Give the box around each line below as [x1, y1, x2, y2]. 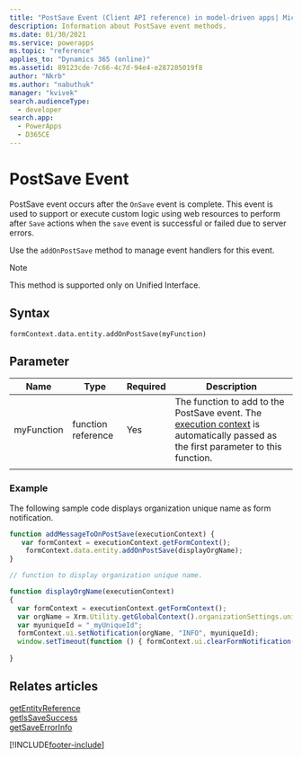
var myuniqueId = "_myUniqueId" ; [17, 620, 143, 629]
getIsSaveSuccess [9, 712, 78, 723]
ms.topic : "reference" [9, 47, 94, 56]
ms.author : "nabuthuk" [9, 80, 94, 89]
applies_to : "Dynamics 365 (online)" [9, 55, 151, 64]
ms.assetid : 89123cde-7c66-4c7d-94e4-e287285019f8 [9, 64, 203, 73]
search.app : [9, 113, 54, 122]
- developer [17, 105, 63, 114]
